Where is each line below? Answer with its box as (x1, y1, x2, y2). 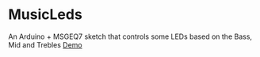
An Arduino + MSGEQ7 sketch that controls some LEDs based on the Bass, (8, 32, 252, 41)
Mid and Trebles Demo (8, 40, 83, 49)
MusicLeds (8, 6, 83, 24)
